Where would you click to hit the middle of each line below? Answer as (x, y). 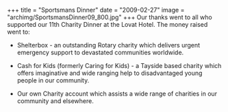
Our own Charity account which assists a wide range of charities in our (117, 93)
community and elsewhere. (55, 101)
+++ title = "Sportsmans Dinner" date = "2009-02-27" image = (96, 10)
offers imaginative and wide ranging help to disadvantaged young (110, 73)
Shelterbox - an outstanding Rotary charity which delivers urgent (109, 45)
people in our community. (53, 80)
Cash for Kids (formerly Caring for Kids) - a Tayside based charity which (119, 66)
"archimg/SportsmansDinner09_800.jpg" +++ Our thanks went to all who (110, 17)
